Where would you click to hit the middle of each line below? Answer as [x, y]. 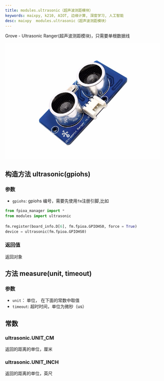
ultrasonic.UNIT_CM [30, 338]
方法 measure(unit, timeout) [48, 274]
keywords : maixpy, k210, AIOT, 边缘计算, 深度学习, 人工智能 [65, 15]
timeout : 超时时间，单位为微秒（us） [49, 306]
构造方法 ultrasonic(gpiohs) [48, 174]
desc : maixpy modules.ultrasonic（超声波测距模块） [57, 21]
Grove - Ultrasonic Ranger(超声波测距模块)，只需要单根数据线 [68, 36]
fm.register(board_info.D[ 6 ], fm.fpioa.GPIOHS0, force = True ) [71, 226]
